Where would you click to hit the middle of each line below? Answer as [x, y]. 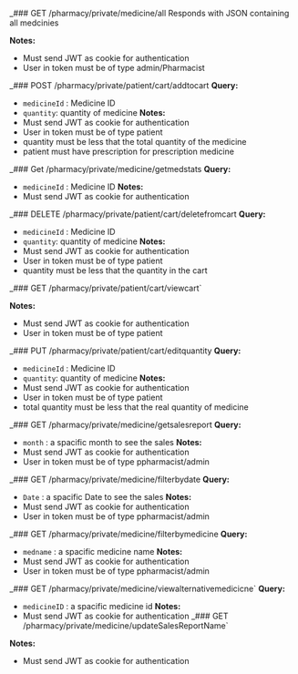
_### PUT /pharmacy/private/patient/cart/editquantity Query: [125, 351]
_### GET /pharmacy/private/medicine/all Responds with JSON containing [149, 13]
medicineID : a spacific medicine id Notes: [102, 606]
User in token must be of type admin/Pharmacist [113, 68]
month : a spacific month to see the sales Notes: [112, 442]
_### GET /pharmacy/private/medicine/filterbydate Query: [120, 479]
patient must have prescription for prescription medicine [128, 151]
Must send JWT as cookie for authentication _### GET [126, 616]
